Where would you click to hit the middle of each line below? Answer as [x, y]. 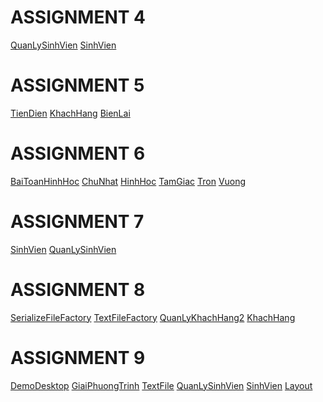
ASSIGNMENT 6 [78, 153]
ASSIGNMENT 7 [77, 222]
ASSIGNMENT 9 [78, 357]
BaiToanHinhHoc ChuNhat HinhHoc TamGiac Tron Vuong [128, 181]
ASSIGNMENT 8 [78, 289]
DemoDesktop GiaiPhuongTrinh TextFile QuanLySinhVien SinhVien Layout [161, 385]
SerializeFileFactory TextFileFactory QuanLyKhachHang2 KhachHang [153, 317]
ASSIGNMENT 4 [78, 17]
